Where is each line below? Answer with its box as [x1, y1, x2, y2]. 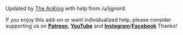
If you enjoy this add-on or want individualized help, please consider [5, 16, 172, 23]
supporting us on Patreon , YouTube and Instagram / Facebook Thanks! [5, 23, 178, 29]
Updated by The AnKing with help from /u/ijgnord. [5, 5, 127, 12]
